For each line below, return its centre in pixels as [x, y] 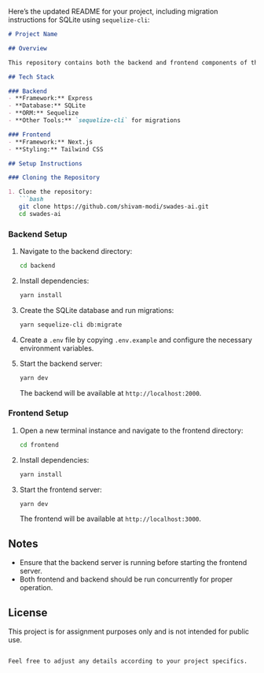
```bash [31, 199]
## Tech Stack [31, 77]
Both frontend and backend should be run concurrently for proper [126, 579]
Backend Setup [38, 234]
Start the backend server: [61, 363]
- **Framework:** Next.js [50, 142]
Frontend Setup [38, 413]
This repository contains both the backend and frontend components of [128, 62]
